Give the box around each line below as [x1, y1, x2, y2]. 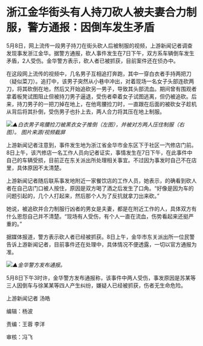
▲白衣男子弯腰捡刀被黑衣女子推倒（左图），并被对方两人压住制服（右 [12, 121, 185, 128]
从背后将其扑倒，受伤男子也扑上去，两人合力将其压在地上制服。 [6, 107, 165, 115]
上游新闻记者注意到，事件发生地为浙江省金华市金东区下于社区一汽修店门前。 [6, 141, 197, 149]
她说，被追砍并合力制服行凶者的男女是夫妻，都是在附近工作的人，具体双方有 [6, 205, 197, 212]
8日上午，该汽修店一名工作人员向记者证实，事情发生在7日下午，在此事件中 [6, 149, 193, 156]
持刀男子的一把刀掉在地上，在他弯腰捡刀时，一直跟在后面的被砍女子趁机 [16, 100, 197, 107]
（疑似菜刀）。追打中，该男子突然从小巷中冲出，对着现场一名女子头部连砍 [6, 77, 189, 85]
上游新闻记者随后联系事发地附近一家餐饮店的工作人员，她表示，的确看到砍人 [6, 177, 197, 184]
